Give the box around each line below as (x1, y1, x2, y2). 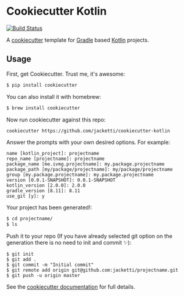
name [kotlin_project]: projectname (6, 151, 99, 157)
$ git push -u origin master (6, 273, 80, 279)
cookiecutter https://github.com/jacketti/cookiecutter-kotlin (6, 128, 171, 134)
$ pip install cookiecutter (6, 82, 78, 88)
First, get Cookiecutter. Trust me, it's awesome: (6, 70, 126, 78)
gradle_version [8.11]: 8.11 (6, 188, 80, 194)
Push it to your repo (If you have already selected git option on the (6, 233, 172, 240)
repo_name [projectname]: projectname (6, 156, 105, 162)
